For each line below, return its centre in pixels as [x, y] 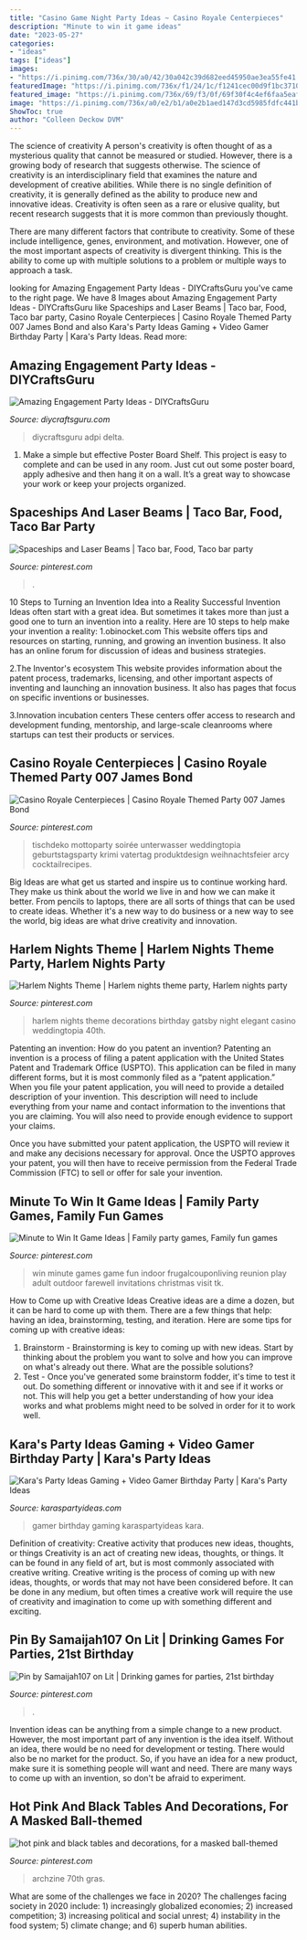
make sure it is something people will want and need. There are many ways [151, 1768]
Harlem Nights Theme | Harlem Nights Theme [142, 949]
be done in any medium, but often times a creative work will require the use [151, 1592]
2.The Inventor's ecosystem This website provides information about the [146, 668]
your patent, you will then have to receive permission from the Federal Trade [153, 1163]
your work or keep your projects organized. [104, 483]
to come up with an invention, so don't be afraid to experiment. [128, 1777]
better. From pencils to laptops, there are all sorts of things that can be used [152, 901]
